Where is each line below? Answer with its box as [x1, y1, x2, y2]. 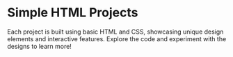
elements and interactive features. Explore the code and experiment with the [7, 34, 227, 43]
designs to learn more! [7, 42, 72, 50]
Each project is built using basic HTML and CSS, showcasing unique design [7, 27, 224, 36]
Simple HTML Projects [7, 5, 138, 21]
